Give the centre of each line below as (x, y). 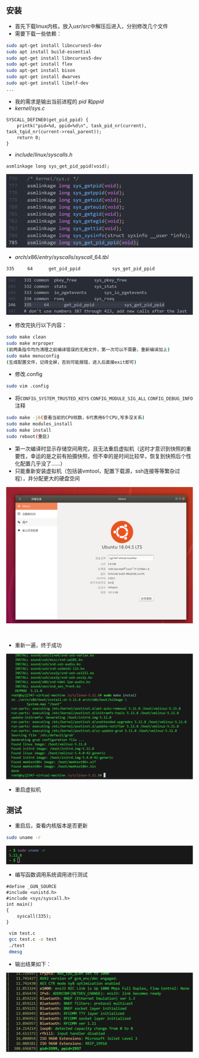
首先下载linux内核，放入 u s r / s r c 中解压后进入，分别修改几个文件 (92, 26)
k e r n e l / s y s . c (30, 108)
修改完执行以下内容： (41, 325)
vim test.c (22, 933)
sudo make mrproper (30, 343)
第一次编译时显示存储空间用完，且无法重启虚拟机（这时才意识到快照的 (100, 449)
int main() (20, 904)
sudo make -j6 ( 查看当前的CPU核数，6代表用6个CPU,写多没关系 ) (76, 418)
